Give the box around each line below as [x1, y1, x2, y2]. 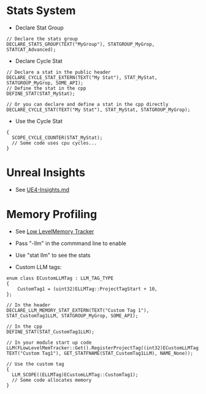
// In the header [6, 301, 51, 308]
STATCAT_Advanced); [6, 47, 56, 53]
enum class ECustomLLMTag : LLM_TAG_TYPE [6, 275, 114, 281]
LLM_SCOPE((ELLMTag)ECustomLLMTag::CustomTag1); [12, 371, 139, 377]
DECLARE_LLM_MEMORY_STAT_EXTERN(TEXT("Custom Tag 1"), [6, 307, 150, 313]
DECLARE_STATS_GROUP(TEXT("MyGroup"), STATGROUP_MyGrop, [6, 41, 155, 47]
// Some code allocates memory [12, 377, 92, 383]
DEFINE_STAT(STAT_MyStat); [6, 90, 75, 97]
